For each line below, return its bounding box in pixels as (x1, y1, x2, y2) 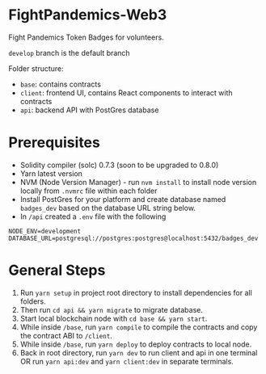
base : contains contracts (19, 79, 101, 89)
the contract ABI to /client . (19, 330, 113, 340)
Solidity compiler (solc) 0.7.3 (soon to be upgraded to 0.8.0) (19, 160, 219, 170)
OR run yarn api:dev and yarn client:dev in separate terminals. (19, 356, 234, 366)
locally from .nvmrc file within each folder (19, 186, 158, 195)
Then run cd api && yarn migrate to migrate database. (19, 305, 204, 314)
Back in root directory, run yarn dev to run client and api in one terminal (19, 347, 258, 357)
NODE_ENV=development (8, 227, 82, 235)
